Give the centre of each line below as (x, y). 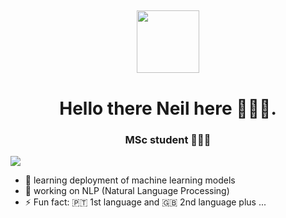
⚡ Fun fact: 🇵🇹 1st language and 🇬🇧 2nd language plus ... (145, 202)
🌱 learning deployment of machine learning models (130, 180)
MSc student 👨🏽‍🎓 (168, 139)
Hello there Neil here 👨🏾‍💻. (168, 108)
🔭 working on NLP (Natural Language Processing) (127, 190)
